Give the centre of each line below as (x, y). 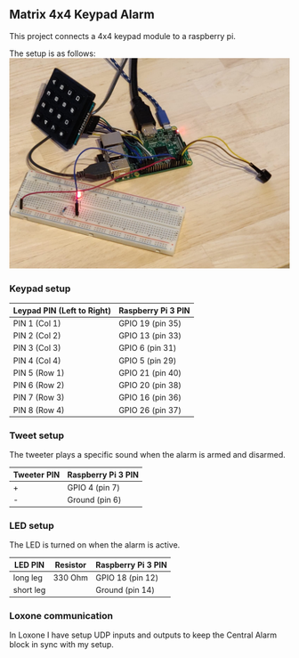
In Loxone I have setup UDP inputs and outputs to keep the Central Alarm (143, 635)
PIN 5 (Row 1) (39, 372)
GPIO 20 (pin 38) (150, 386)
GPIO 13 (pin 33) (150, 336)
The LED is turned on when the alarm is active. (95, 545)
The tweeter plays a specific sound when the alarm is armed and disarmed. (148, 455)
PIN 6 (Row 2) (39, 386)
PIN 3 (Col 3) (37, 348)
